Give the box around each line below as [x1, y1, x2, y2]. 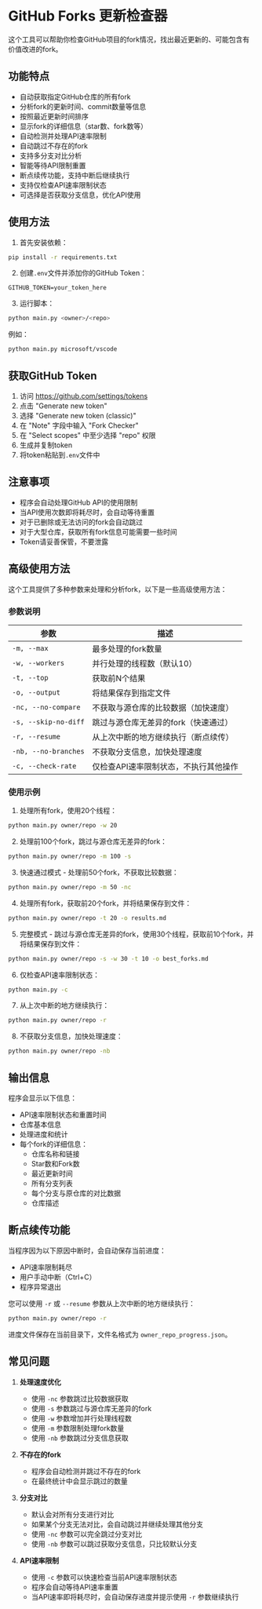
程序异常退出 [19, 1282, 61, 1291]
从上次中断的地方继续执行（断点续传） [92, 732, 234, 742]
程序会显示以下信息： [8, 1093, 77, 1103]
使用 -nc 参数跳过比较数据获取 [31, 1394, 129, 1403]
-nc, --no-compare [12, 702, 81, 711]
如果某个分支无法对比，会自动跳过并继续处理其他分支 [31, 1520, 204, 1529]
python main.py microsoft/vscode [8, 345, 118, 353]
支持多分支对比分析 [19, 151, 82, 160]
